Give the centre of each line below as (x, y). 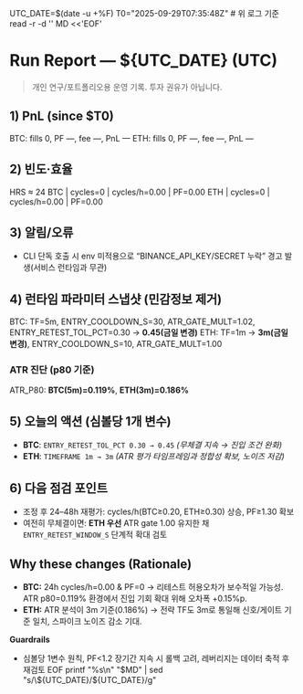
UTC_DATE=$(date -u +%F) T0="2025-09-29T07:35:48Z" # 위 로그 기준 (145, 13)
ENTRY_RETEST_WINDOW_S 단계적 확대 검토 (95, 535)
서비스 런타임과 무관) (70, 268)
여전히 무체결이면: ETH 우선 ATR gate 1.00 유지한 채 (116, 523)
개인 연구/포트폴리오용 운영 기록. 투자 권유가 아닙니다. (127, 87)
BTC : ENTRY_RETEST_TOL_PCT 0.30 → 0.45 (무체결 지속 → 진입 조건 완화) (152, 445)
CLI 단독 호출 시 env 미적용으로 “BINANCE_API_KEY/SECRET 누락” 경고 (152, 256)
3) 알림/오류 (42, 232)
